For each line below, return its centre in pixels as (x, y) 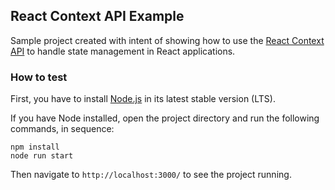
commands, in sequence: (62, 129)
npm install (35, 147)
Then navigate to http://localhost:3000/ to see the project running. (151, 175)
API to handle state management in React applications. (123, 51)
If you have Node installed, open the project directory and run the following (165, 118)
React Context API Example (97, 16)
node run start (42, 156)
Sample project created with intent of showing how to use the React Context (167, 40)
